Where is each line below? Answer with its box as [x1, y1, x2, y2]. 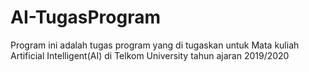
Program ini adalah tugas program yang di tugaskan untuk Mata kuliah [10, 39, 300, 51]
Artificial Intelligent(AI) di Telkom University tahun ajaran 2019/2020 [10, 49, 290, 61]
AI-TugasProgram [10, 6, 161, 29]
